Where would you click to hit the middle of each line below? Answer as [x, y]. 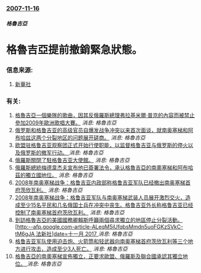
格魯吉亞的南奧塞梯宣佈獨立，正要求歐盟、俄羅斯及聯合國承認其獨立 [99, 256]
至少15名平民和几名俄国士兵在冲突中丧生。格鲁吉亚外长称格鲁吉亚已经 [106, 205]
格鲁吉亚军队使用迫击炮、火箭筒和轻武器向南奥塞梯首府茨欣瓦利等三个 [101, 241]
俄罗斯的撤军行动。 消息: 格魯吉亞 [62, 153]
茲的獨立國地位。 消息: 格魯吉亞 [54, 175]
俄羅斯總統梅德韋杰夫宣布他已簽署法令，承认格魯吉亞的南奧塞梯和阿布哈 [104, 168]
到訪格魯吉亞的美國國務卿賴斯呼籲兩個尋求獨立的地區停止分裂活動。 [99, 220]
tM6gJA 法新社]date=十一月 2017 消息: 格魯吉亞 [74, 234]
